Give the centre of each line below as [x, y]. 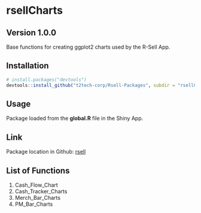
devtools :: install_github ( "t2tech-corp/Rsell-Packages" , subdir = [91, 85]
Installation [28, 66]
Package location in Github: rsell [46, 152]
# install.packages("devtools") [46, 79]
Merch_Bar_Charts [38, 198]
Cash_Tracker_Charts [41, 191]
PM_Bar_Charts [34, 204]
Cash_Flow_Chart [36, 185]
